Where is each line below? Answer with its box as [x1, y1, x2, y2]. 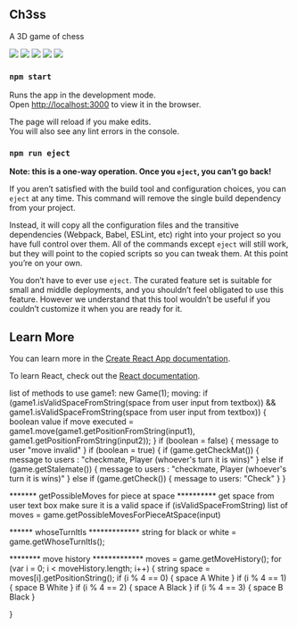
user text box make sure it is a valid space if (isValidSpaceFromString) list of [9, 500, 288, 511]
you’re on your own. [9, 258, 83, 269]
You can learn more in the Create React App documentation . [9, 353, 231, 364]
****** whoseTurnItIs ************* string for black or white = [9, 527, 237, 538]
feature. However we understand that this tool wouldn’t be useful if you [9, 294, 270, 305]
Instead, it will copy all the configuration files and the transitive [9, 220, 239, 230]
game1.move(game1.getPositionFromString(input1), [9, 426, 196, 437]
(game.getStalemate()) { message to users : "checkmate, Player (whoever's [9, 464, 287, 474]
